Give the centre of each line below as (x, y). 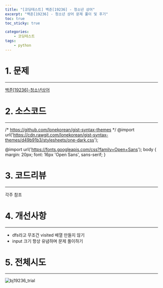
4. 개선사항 (26, 216)
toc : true (15, 18)
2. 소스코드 (26, 111)
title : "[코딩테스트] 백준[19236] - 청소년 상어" (50, 9)
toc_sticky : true (23, 23)
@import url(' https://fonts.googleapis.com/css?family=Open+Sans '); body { (81, 149)
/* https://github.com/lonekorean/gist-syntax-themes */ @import (70, 130)
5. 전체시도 (25, 262)
